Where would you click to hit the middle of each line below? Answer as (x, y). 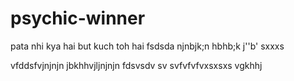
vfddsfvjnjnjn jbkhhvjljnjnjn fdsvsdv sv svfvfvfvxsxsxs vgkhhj (136, 65)
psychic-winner (78, 18)
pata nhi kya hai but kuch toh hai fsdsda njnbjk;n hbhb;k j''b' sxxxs (147, 46)
